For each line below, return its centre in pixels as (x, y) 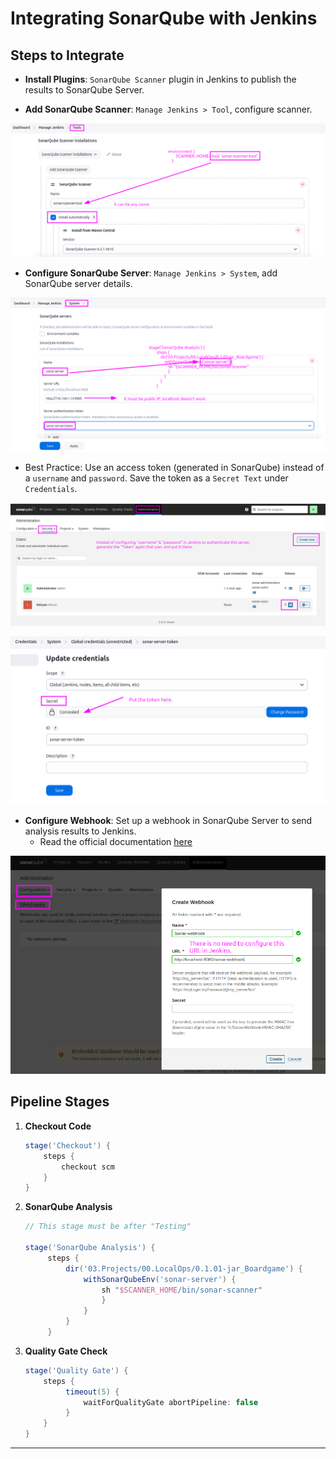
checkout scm (88, 1167)
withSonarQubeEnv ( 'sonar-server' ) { (160, 1279)
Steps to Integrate (67, 55)
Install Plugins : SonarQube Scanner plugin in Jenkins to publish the (160, 79)
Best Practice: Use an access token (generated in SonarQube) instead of (174, 468)
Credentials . (51, 489)
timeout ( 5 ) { (92, 1392)
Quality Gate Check (66, 1351)
